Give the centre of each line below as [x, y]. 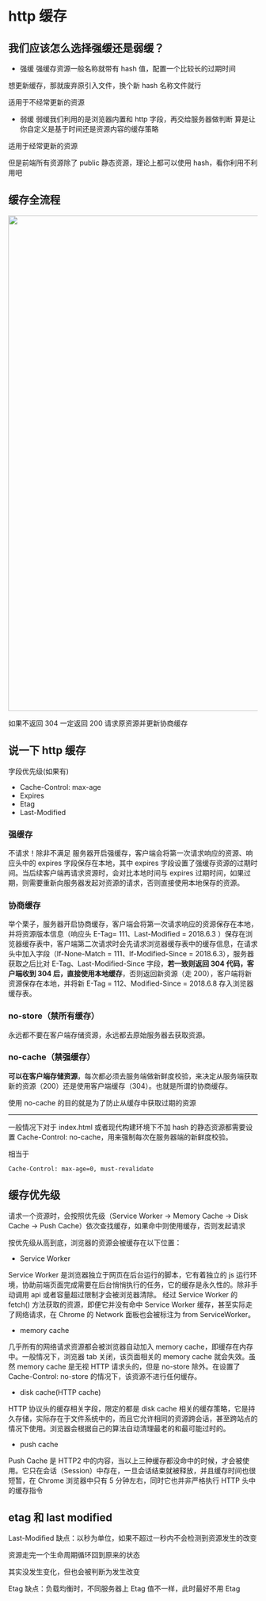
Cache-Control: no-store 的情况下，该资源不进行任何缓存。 [105, 1376]
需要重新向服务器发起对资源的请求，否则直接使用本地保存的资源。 [136, 883]
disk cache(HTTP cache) [60, 1392]
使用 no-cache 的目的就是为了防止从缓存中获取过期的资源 [102, 1102]
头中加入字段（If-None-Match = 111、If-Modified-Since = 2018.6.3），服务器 [131, 954]
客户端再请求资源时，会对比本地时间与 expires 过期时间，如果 [143, 872]
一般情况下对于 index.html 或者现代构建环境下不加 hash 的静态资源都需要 [127, 1127]
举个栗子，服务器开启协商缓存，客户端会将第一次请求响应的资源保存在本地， [133, 924]
